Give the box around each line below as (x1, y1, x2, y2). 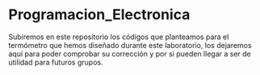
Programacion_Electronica (8, 6, 191, 24)
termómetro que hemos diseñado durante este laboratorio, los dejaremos (8, 40, 252, 49)
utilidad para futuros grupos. (8, 57, 103, 67)
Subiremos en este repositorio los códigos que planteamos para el (8, 32, 229, 41)
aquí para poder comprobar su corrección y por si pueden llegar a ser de (8, 49, 252, 58)
